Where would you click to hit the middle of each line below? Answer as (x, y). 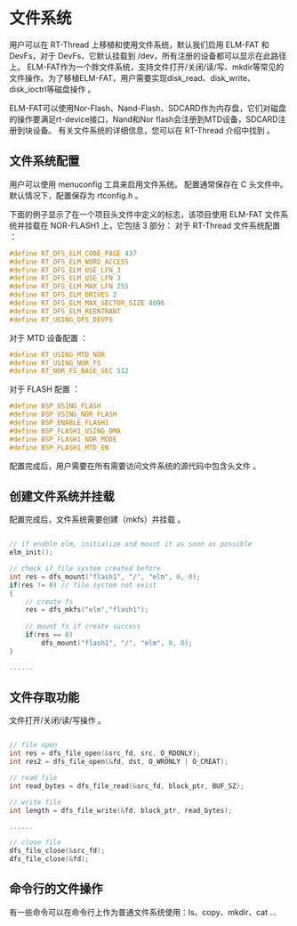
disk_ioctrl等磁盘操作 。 (52, 89)
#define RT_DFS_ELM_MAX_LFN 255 (69, 287)
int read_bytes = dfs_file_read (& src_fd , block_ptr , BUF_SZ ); (127, 786)
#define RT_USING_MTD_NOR (57, 354)
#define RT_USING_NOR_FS (55, 363)
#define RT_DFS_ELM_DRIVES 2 (63, 295)
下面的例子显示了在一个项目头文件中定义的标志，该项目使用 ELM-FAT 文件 (145, 214)
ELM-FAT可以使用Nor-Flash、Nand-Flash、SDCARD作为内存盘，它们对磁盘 (148, 108)
